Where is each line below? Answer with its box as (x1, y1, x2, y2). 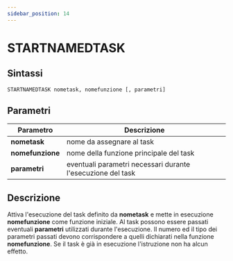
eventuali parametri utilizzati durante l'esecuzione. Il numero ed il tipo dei (7, 225, 218, 233)
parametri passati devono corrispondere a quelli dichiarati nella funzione (7, 233, 214, 241)
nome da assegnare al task (67, 137, 155, 146)
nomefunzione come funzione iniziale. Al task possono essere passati (7, 218, 209, 226)
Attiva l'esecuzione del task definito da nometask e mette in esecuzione (7, 210, 214, 219)
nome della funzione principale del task (67, 149, 195, 158)
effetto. (7, 247, 28, 255)
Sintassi (7, 67, 43, 80)
